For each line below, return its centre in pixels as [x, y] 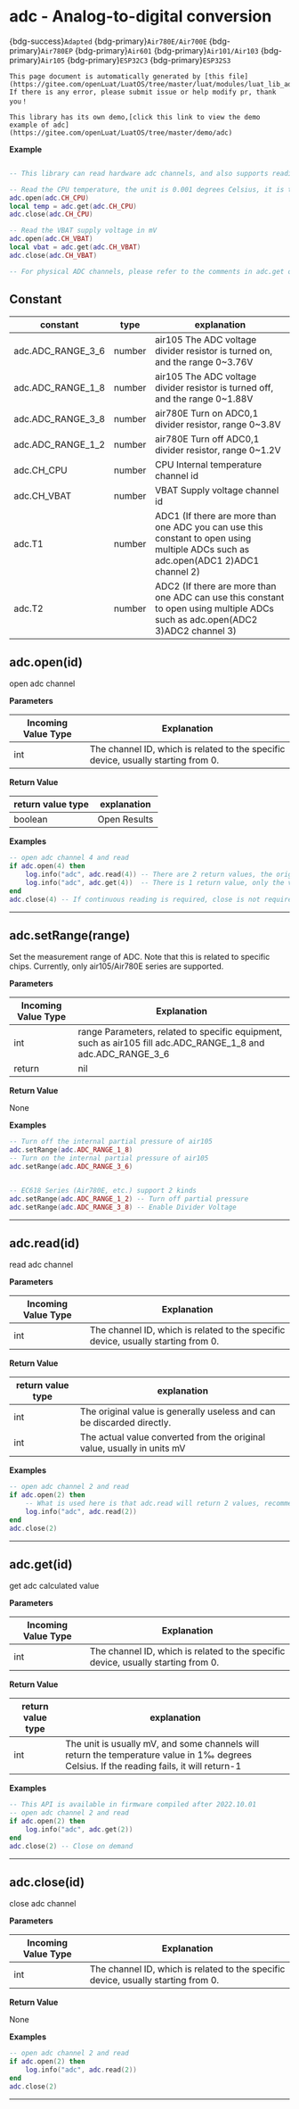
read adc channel [41, 1265]
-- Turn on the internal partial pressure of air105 [109, 1158]
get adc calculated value [54, 1586]
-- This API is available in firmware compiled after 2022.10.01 [133, 1805]
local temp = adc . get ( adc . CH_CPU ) [73, 206]
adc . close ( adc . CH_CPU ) [51, 215]
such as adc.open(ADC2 [206, 619]
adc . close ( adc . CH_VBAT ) [53, 255]
